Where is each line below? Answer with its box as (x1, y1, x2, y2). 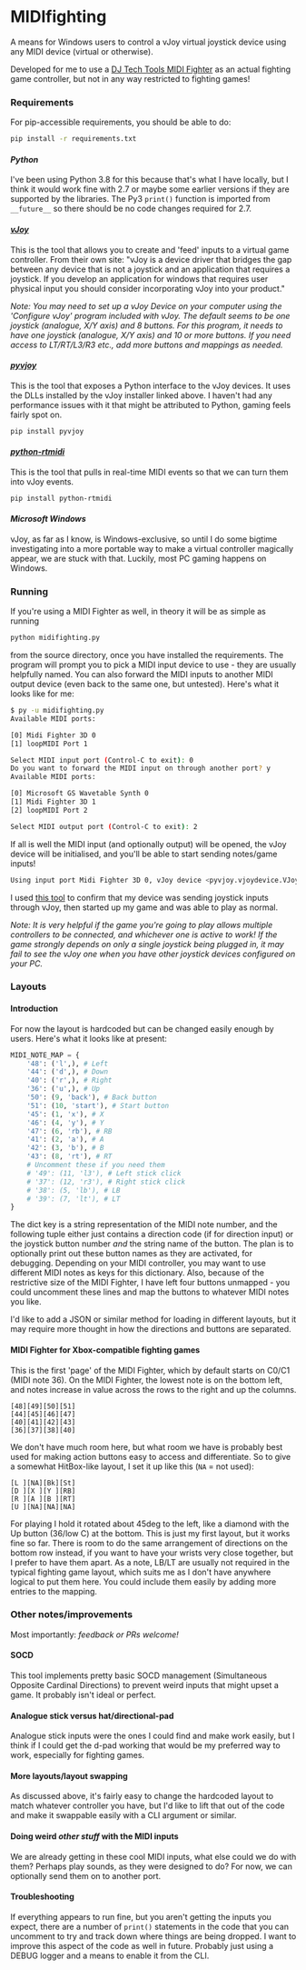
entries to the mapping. (10, 1585, 98, 1596)
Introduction (10, 1003, 58, 1015)
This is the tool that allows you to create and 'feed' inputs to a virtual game (10, 244, 290, 255)
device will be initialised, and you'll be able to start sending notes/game (10, 848, 278, 859)
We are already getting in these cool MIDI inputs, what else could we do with (10, 1851, 297, 1862)
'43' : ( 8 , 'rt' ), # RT (26, 1152, 113, 1161)
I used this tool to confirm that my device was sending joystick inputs (10, 892, 269, 903)
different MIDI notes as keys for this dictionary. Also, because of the (10, 1267, 264, 1278)
